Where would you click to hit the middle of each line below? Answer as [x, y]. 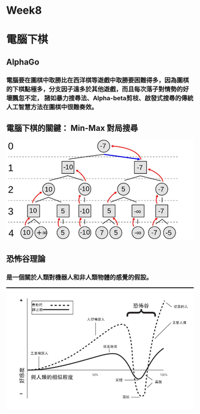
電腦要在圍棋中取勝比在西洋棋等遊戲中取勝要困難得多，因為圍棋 [98, 80]
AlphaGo [23, 62]
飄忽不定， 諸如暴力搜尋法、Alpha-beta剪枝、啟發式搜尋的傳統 [103, 98]
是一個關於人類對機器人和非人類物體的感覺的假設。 [79, 277]
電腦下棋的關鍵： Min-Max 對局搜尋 [72, 128]
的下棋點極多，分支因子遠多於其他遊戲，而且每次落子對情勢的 [95, 89]
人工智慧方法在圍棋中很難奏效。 [52, 107]
